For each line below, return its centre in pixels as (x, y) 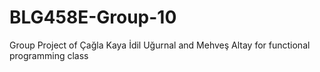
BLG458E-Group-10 (93, 17)
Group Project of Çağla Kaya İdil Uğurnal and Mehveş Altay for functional (160, 45)
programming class (49, 55)
